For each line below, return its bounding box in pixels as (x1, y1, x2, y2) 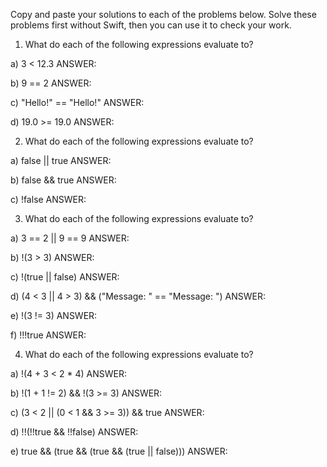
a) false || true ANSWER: (10, 155, 112, 166)
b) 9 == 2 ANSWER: (10, 77, 92, 89)
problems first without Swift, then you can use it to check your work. (10, 19, 292, 31)
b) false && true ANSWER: (10, 174, 117, 186)
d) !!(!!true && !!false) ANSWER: (10, 426, 139, 438)
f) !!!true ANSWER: (10, 329, 87, 341)
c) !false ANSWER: (10, 194, 87, 205)
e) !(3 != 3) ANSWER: (10, 310, 98, 321)
